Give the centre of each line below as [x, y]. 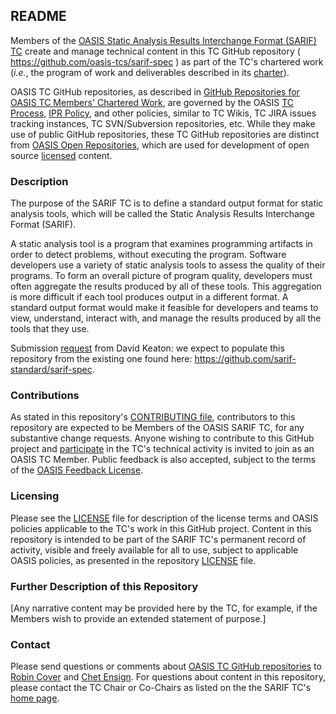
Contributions [45, 396]
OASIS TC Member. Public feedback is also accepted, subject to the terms [163, 460]
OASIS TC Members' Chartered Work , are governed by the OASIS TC [152, 102]
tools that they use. [50, 329]
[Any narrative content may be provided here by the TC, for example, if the [164, 608]
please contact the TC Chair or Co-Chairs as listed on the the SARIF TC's [161, 688]
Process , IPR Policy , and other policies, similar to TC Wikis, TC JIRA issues [163, 113]
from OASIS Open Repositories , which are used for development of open [160, 145]
